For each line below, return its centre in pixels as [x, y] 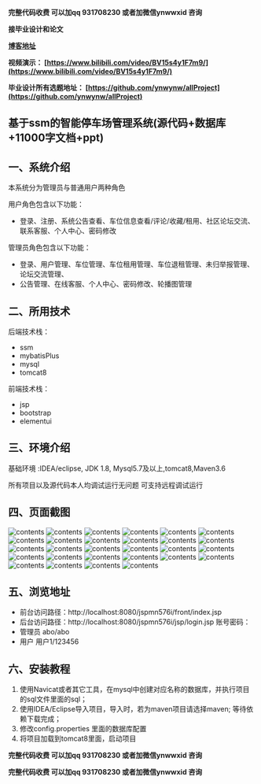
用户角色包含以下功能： [46, 205]
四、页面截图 [39, 512]
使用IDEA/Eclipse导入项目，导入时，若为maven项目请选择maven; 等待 [133, 709]
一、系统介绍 [39, 167]
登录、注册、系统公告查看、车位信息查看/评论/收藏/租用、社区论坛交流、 [137, 221]
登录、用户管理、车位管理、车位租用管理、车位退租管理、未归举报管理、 [136, 264]
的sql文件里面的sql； [53, 699]
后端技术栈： [29, 332]
